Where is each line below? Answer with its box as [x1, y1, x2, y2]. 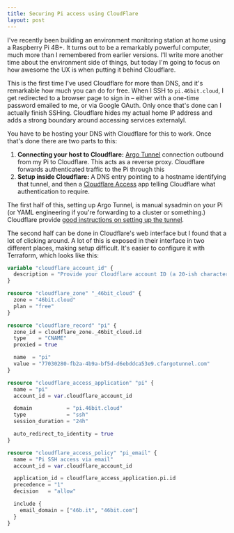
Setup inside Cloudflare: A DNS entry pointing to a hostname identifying [17, 172, 226, 181]
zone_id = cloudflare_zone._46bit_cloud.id [13, 328, 141, 335]
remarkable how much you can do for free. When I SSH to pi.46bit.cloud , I [7, 86, 224, 95]
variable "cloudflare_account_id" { [7, 264, 114, 271]
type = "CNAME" [13, 335, 68, 342]
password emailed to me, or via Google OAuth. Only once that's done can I [7, 101, 221, 109]
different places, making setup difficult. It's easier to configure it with [7, 244, 205, 252]
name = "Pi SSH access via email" [13, 456, 114, 463]
